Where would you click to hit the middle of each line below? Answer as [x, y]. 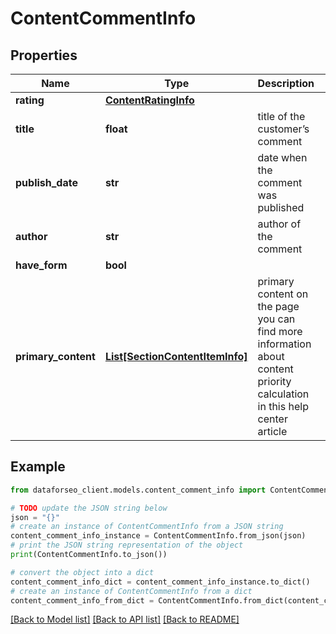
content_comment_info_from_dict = [82, 600]
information [284, 344]
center [272, 419]
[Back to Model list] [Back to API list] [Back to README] [125, 619]
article [272, 431]
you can [276, 319]
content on [283, 294]
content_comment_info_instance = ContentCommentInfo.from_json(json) [158, 536]
